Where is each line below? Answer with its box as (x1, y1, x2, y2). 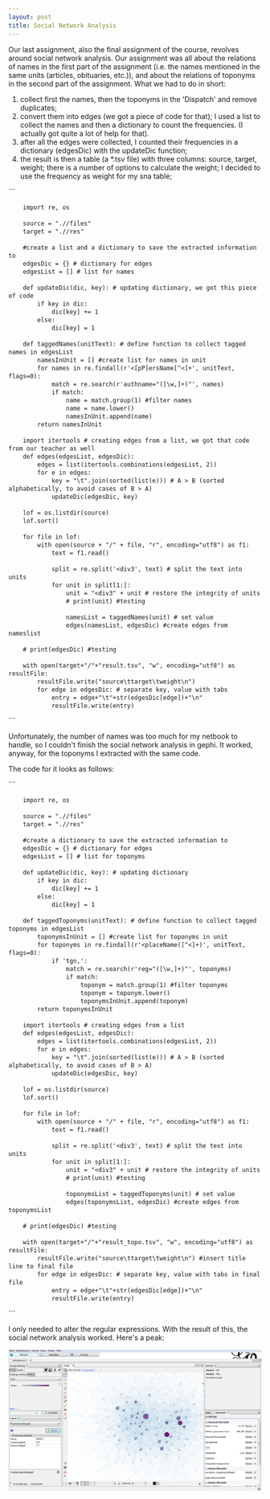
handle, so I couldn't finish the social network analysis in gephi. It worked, (8, 739, 253, 749)
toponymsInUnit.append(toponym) (80, 997, 189, 1005)
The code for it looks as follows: (8, 764, 115, 773)
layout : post (8, 13, 52, 21)
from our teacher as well (8, 444, 95, 453)
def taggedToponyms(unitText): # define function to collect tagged (22, 916, 257, 924)
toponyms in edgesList (8, 924, 84, 932)
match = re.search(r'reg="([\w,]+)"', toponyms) (65, 965, 231, 973)
